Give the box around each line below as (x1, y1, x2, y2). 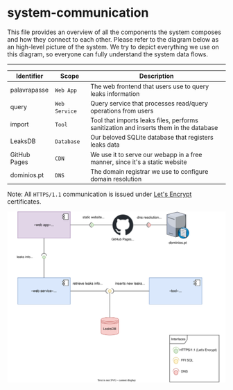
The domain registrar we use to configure (89, 167, 209, 175)
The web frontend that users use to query (89, 82, 209, 90)
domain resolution (89, 174, 142, 183)
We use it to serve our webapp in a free (89, 150, 202, 159)
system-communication (7, 5, 149, 21)
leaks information (89, 89, 140, 98)
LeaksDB (10, 137, 36, 145)
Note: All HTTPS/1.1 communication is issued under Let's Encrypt (7, 190, 192, 199)
